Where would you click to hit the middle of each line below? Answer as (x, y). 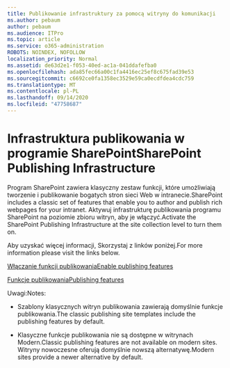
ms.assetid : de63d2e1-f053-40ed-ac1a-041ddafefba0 (82, 65)
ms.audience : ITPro (35, 33)
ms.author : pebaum (34, 20)
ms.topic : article (34, 40)
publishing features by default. (61, 321)
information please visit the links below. (64, 253)
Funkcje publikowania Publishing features (66, 280)
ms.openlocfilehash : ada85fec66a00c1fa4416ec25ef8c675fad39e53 (101, 72)
